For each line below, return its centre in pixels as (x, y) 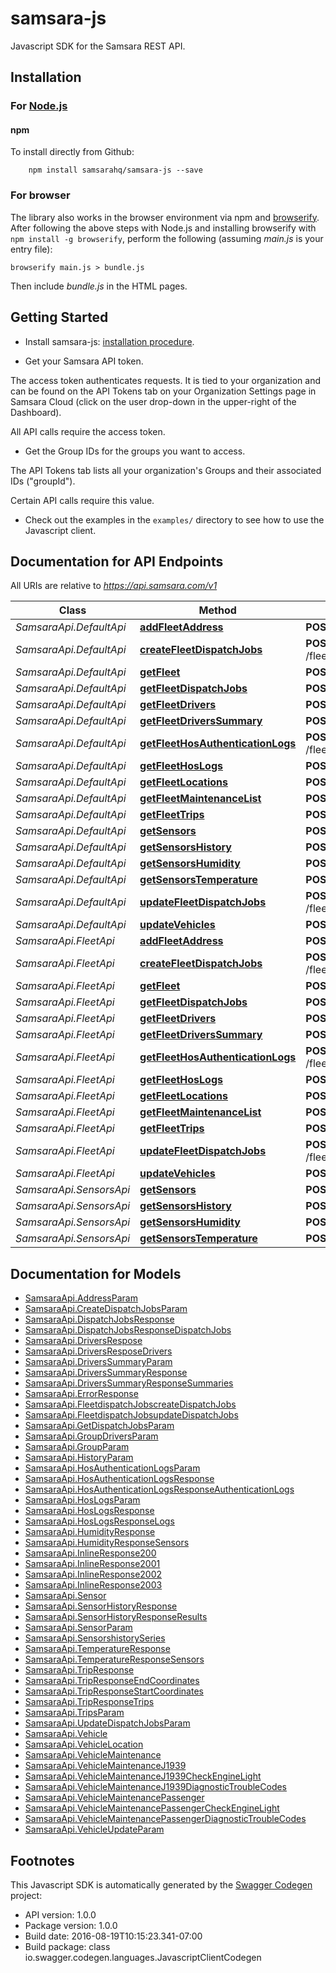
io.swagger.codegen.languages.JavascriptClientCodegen (143, 1957)
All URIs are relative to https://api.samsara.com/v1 (114, 586)
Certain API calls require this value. (82, 500)
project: (26, 1895)
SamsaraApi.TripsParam (74, 1713)
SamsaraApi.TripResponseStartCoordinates (114, 1691)
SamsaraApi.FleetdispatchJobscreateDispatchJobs (130, 1404)
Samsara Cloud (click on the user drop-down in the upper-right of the (153, 401)
